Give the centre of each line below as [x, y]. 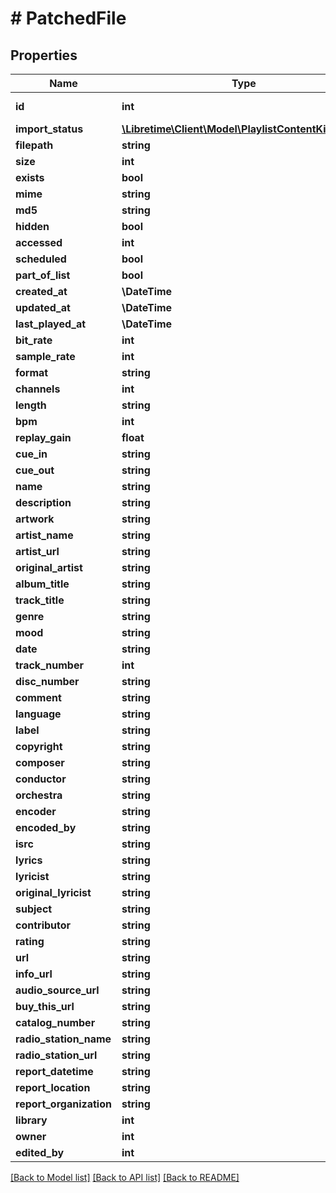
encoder [36, 811]
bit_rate [34, 340]
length [31, 405]
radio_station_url [56, 1055]
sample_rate [45, 356]
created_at [41, 291]
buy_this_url [45, 1006]
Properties [44, 55]
